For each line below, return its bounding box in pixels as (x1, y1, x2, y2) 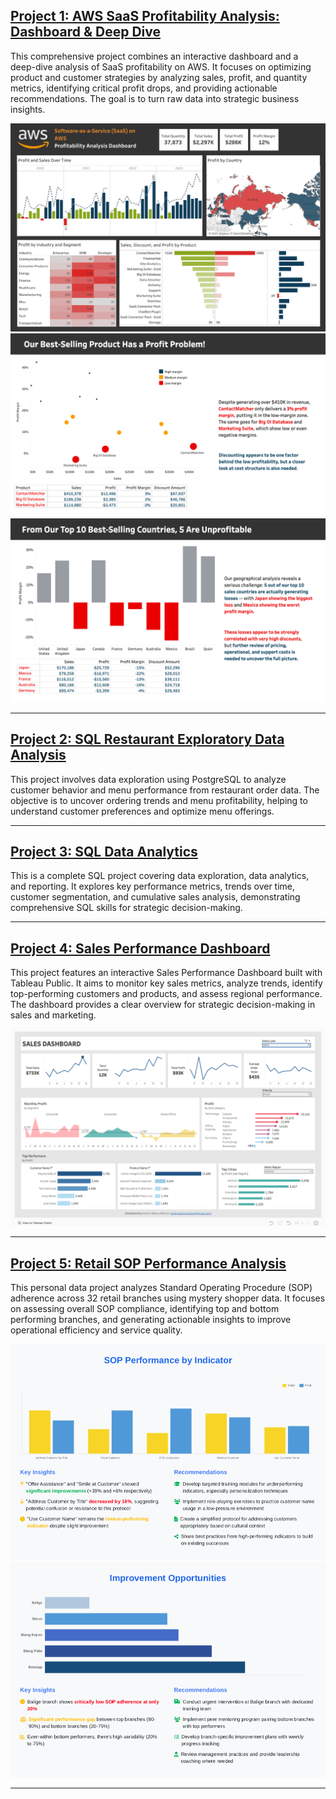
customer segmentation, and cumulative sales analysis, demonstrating (10, 891, 301, 903)
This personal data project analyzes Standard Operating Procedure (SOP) (10, 1281, 313, 1293)
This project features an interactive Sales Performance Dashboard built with (10, 967, 323, 979)
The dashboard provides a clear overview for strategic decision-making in (10, 999, 316, 1011)
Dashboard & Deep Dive (10, 24, 162, 41)
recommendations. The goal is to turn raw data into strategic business (10, 92, 300, 104)
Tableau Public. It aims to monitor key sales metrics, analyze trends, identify (10, 977, 323, 989)
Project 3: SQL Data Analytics (10, 843, 198, 860)
